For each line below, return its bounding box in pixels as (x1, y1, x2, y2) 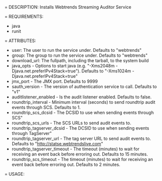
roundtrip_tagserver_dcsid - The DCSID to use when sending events (11, 125, 150, 131)
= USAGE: (4, 171, 25, 177)
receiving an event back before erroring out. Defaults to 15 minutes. (11, 151, 148, 157)
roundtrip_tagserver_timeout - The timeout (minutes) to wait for (11, 146, 140, 152)
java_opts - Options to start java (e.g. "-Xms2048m (11, 63, 115, 68)
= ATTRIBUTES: (4, 38, 36, 44)
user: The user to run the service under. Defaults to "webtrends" (11, 47, 142, 53)
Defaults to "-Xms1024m (81, 68, 131, 74)
